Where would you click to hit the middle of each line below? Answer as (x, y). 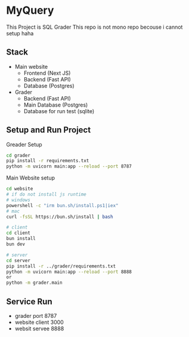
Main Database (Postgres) (56, 105)
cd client (18, 233)
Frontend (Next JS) (47, 73)
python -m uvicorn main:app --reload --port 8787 (69, 166)
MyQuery (30, 10)
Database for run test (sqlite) (59, 111)
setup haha (20, 33)
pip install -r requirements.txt (48, 161)
